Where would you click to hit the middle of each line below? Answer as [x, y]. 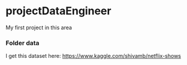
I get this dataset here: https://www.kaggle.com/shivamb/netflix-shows [93, 56]
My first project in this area [39, 27]
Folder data [22, 43]
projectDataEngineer [58, 11]
